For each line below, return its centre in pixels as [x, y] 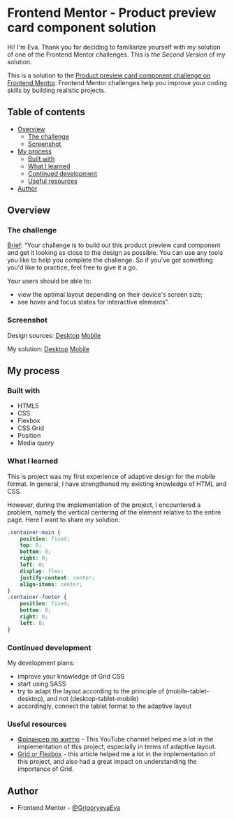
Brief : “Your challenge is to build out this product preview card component [114, 245]
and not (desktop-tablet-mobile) [93, 699]
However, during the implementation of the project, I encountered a [104, 505]
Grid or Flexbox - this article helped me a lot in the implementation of [116, 754]
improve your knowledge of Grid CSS [71, 677]
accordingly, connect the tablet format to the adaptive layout [104, 706]
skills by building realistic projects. [57, 90]
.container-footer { [37, 597]
